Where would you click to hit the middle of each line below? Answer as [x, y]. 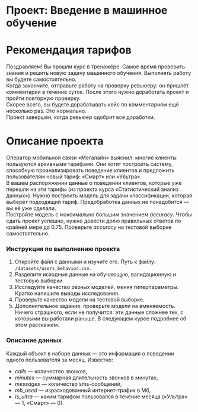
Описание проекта [55, 141]
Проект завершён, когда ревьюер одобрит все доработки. [81, 117]
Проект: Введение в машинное [87, 10]
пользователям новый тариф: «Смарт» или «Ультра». [74, 177]
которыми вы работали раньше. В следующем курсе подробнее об [100, 319]
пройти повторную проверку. [44, 98]
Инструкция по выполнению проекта [63, 249]
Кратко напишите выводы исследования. [67, 293]
